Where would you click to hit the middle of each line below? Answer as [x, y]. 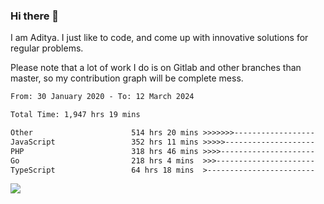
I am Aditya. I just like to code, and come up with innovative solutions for [159, 38]
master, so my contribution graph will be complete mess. [127, 78]
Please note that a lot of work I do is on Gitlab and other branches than [156, 68]
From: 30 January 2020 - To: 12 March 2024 [102, 97]
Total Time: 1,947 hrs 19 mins [75, 115]
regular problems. [47, 48]
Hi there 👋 [35, 16]
